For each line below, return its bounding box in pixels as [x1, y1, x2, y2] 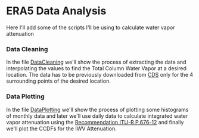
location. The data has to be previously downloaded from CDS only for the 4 [6, 71, 194, 79]
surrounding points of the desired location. [6, 77, 111, 84]
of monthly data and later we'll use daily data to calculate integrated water [6, 112, 188, 120]
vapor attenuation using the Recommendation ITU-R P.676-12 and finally [6, 118, 184, 126]
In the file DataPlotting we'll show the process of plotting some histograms [6, 106, 189, 113]
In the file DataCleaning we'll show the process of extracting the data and [6, 58, 186, 66]
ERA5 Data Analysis [6, 4, 107, 18]
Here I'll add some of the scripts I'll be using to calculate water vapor [6, 24, 175, 31]
